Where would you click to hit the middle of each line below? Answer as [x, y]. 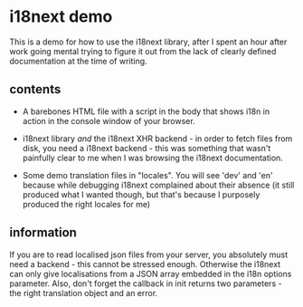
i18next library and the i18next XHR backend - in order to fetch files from [157, 139]
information [43, 233]
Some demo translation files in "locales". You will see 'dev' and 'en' [147, 175]
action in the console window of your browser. [109, 120]
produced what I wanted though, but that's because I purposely [141, 194]
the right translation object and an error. [84, 293]
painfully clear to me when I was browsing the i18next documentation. [152, 158]
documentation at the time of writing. [78, 61]
